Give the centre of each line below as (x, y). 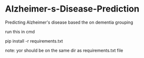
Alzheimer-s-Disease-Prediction (72, 9)
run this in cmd (20, 31)
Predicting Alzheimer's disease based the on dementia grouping (69, 22)
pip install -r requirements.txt (34, 41)
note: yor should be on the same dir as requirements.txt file (64, 50)
